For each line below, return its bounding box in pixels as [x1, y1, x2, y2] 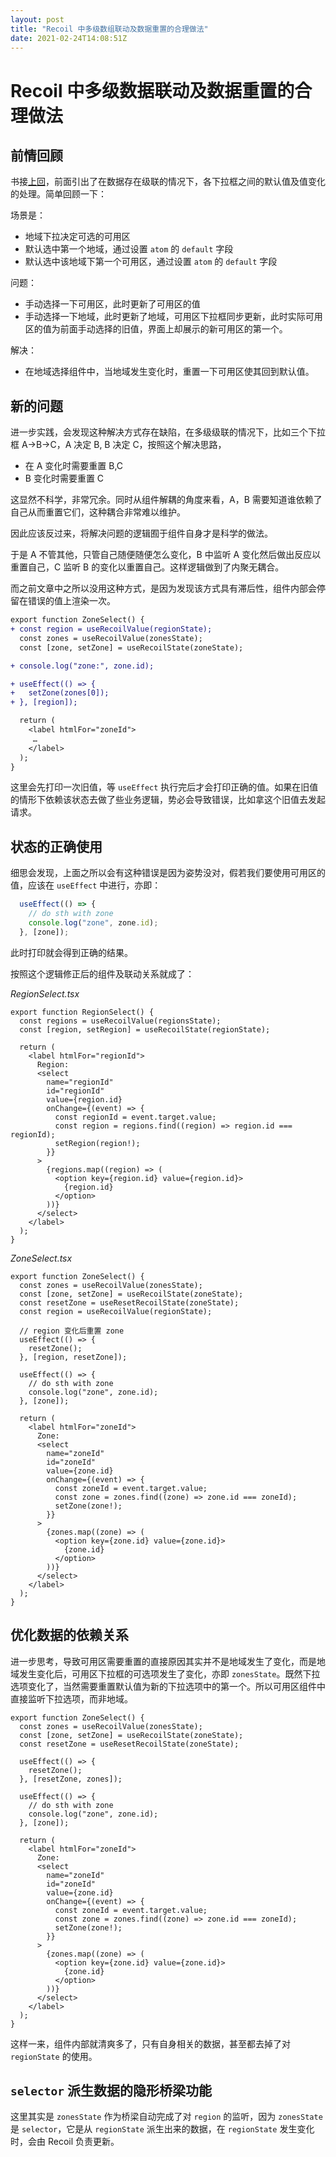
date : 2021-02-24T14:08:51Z [10, 33, 128, 43]
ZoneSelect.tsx [10, 1252, 73, 1264]
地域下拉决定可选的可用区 [24, 231, 131, 243]
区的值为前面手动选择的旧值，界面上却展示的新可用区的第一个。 [24, 323, 288, 335]
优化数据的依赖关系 [10, 1627, 129, 1644]
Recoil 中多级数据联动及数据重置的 [10, 79, 295, 102]
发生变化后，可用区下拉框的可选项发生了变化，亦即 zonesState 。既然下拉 [18, 1667, 321, 1680]
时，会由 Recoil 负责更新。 [10, 2136, 120, 2148]
